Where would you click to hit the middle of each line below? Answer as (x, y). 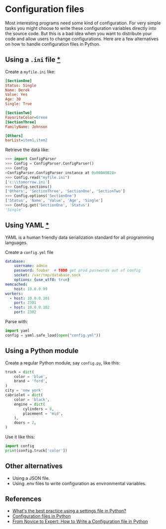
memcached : (16, 284)
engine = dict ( (30, 404)
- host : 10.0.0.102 (30, 308)
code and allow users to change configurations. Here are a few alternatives (82, 39)
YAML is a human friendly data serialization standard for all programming (80, 237)
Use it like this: (20, 437)
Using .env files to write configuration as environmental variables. (79, 483)
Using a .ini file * (33, 60)
